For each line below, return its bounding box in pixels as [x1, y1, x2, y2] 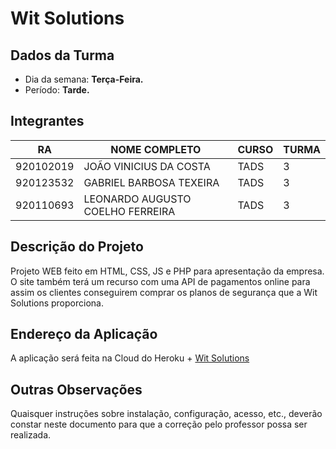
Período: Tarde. [24, 84, 90, 96]
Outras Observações [10, 381, 143, 398]
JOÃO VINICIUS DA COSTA [83, 159, 211, 173]
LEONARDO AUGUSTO [83, 192, 192, 206]
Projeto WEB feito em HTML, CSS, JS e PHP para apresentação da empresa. [10, 265, 325, 277]
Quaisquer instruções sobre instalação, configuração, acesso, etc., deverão [10, 408, 323, 420]
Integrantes [10, 113, 85, 130]
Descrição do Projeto [10, 238, 144, 256]
